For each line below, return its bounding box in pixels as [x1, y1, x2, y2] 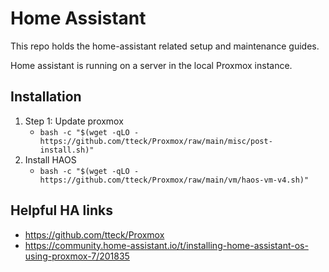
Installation [10, 88, 82, 106]
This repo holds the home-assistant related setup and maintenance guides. [10, 40, 320, 52]
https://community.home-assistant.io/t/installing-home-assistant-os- [24, 239, 309, 251]
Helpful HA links [10, 202, 113, 219]
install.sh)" [39, 145, 95, 155]
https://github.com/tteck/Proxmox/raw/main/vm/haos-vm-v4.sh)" [39, 175, 310, 185]
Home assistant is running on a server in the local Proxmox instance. [10, 59, 293, 71]
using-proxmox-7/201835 [24, 250, 130, 262]
